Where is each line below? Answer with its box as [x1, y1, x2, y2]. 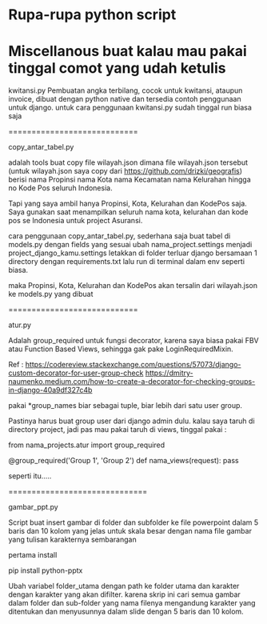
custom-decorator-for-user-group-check [8, 368, 144, 378]
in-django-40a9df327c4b [8, 386, 93, 395]
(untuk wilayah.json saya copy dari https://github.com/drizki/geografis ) [8, 166, 242, 176]
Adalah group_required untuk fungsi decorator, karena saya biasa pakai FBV [8, 336, 259, 346]
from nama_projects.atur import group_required [8, 440, 165, 450]
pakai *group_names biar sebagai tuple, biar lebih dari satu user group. [8, 401, 242, 410]
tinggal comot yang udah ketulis [8, 59, 226, 78]
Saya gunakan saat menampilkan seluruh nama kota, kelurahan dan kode [8, 207, 249, 217]
